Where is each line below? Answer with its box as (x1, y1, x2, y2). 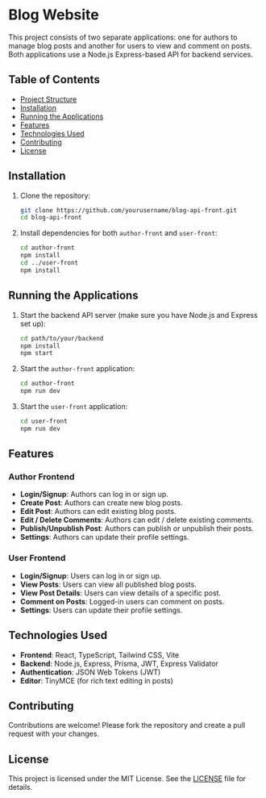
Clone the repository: (19, 190, 91, 200)
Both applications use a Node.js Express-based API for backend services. (8, 49, 254, 59)
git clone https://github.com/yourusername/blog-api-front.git (19, 206, 238, 215)
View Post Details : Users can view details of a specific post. (19, 587, 222, 598)
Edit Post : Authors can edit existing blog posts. (19, 507, 177, 516)
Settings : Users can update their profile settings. (19, 605, 183, 615)
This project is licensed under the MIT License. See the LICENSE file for (8, 774, 247, 783)
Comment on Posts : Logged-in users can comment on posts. (19, 596, 225, 606)
